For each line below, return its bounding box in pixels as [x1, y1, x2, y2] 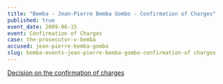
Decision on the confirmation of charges [7, 68, 125, 77]
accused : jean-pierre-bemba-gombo [7, 43, 109, 50]
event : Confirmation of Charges [7, 29, 102, 37]
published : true [7, 17, 55, 24]
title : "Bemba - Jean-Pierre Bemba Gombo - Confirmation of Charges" [7, 10, 217, 17]
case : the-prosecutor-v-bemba [7, 36, 97, 43]
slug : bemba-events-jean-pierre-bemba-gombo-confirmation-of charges [7, 50, 217, 57]
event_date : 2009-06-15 [7, 23, 78, 30]
